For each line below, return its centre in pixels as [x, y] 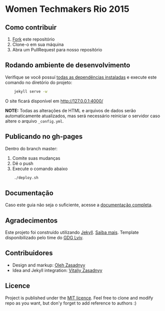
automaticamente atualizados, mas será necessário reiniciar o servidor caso [83, 116]
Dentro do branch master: [31, 148]
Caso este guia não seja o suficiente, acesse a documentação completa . [79, 205]
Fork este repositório [34, 39]
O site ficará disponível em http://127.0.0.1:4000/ [54, 101]
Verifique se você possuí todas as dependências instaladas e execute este [81, 77]
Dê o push [23, 163]
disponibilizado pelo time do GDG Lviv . [44, 238]
